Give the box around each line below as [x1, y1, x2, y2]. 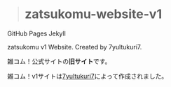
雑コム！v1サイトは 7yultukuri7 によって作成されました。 [7, 72, 168, 80]
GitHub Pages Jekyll [7, 29, 67, 38]
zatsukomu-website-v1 [24, 6, 163, 22]
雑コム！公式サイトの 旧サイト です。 [7, 57, 111, 65]
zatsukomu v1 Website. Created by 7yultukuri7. [7, 42, 142, 51]
